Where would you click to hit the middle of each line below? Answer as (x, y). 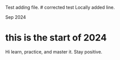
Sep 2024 (16, 17)
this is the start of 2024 (56, 38)
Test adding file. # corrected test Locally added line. (60, 7)
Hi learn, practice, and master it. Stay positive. (54, 52)
